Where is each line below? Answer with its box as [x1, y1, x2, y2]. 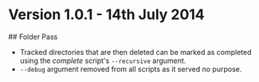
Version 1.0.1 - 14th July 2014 [8, 6, 205, 24]
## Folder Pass [8, 32, 58, 41]
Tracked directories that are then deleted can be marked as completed [19, 47, 253, 57]
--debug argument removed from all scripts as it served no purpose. [19, 64, 242, 73]
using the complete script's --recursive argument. [19, 56, 186, 65]
